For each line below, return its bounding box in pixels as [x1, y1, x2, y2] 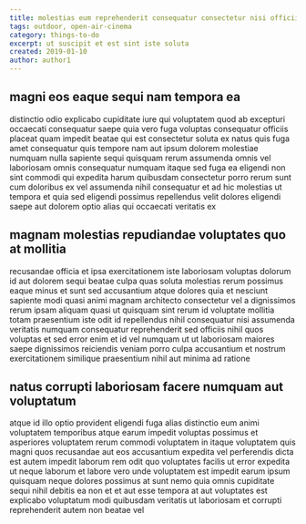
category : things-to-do [9, 30, 100, 39]
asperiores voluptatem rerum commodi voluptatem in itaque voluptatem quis [9, 437, 296, 447]
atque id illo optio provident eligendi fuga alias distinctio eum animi [9, 417, 260, 428]
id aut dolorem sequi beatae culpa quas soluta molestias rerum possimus [9, 275, 284, 286]
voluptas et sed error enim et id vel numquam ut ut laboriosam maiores [9, 334, 275, 344]
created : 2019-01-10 [9, 47, 88, 57]
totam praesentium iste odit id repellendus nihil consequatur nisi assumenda [9, 313, 296, 324]
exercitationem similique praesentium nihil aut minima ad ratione [9, 353, 250, 364]
